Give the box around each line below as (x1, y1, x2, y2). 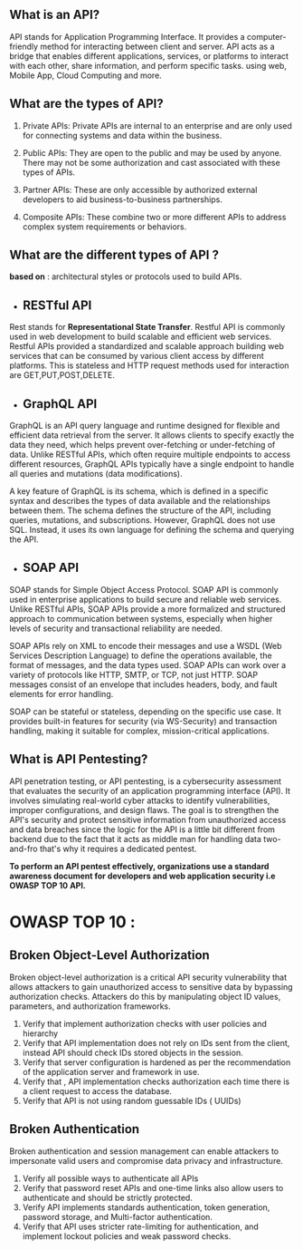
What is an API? (9, 7, 100, 23)
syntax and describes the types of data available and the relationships (9, 496, 271, 507)
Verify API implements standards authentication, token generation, (22, 1201, 270, 1213)
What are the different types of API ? (9, 247, 220, 263)
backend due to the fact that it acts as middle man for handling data (9, 833, 262, 844)
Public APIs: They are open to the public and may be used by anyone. (22, 147, 282, 158)
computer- (247, 31, 287, 42)
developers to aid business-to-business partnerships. (22, 194, 223, 205)
